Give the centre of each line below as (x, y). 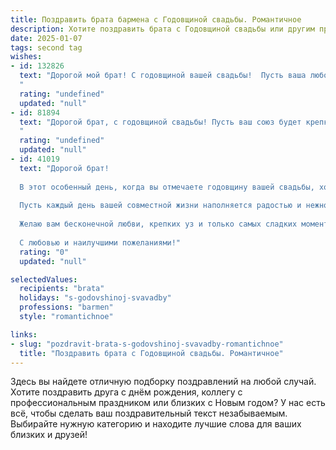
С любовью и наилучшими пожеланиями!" (100, 242)
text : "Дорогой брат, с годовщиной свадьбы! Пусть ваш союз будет (160, 122)
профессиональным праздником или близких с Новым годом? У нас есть (168, 403)
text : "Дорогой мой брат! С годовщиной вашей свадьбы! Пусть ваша (163, 76)
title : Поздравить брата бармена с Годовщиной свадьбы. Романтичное (156, 19)
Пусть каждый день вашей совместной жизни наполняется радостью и (160, 206)
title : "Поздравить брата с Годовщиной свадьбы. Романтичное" (151, 353)
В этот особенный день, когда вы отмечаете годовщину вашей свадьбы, (167, 187)
